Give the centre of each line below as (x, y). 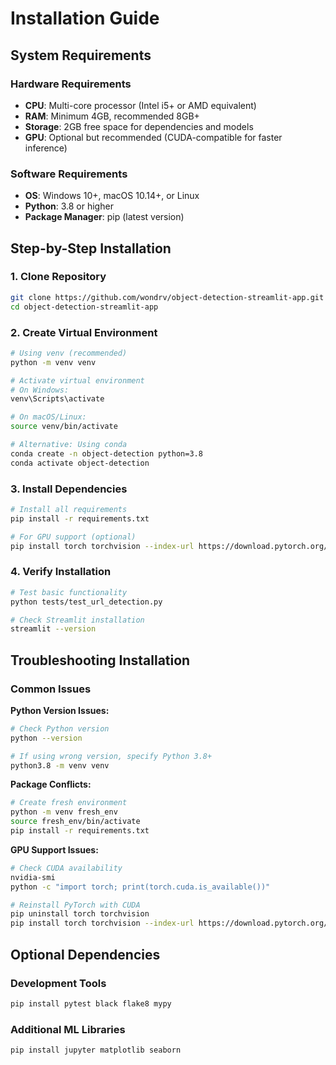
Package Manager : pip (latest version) (104, 217)
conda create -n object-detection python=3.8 (106, 453)
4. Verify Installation (61, 572)
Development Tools (58, 983)
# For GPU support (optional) (73, 537)
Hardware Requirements (71, 84)
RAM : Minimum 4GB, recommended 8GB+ (112, 116)
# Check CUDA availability (66, 868)
